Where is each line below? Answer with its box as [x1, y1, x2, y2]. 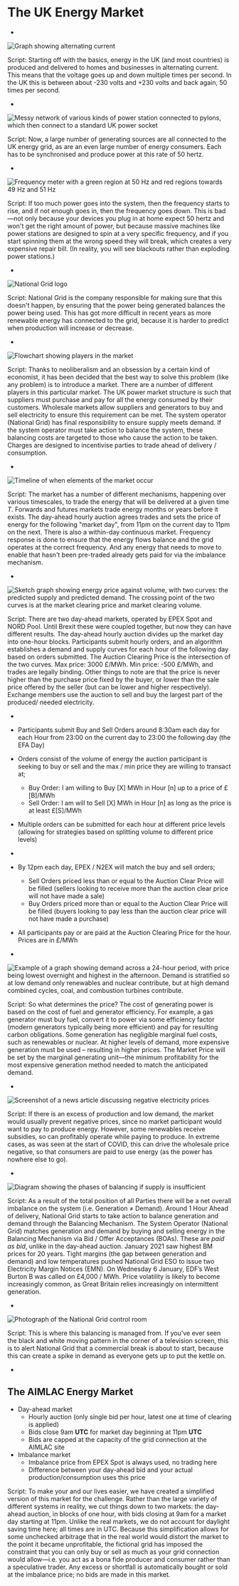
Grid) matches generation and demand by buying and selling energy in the [7, 1227, 225, 1235]
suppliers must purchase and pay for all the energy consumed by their [7, 395, 213, 403]
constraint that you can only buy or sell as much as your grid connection [7, 1548, 220, 1556]
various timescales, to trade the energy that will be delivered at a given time [7, 497, 230, 506]
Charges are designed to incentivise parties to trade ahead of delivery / [7, 441, 217, 449]
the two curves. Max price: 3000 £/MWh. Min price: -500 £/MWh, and [7, 660, 213, 669]
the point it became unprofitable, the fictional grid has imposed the [7, 1540, 203, 1548]
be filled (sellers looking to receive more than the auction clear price [28, 884, 229, 892]
